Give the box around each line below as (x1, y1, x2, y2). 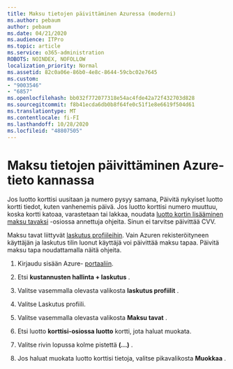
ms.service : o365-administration (7, 50, 105, 57)
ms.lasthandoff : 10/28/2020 (7, 120, 89, 128)
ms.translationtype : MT (7, 108, 77, 115)
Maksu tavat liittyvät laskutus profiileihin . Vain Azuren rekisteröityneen (7, 231, 209, 240)
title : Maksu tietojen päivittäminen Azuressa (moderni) (7, 10, 176, 17)
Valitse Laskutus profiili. (17, 300, 86, 308)
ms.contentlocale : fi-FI (7, 114, 80, 121)
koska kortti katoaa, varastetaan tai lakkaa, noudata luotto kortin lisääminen (7, 210, 224, 219)
